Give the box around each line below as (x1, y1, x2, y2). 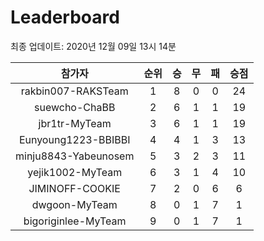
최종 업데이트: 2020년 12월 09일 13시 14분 (10, 40, 177, 52)
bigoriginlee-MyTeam (23, 214, 127, 228)
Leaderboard (10, 6, 120, 29)
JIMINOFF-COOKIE (28, 181, 121, 195)
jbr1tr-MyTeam (38, 116, 112, 130)
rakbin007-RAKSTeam (20, 84, 129, 98)
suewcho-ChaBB (34, 100, 116, 114)
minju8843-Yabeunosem (15, 149, 135, 163)
